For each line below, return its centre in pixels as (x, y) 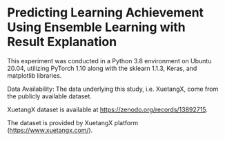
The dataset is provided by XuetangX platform (73, 122)
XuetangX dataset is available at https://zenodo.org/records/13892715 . (108, 109)
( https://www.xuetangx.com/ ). (50, 130)
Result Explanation (62, 42)
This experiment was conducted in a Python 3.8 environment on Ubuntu (109, 61)
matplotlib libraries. (35, 75)
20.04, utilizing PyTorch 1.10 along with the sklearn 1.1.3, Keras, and (102, 68)
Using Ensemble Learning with (96, 27)
